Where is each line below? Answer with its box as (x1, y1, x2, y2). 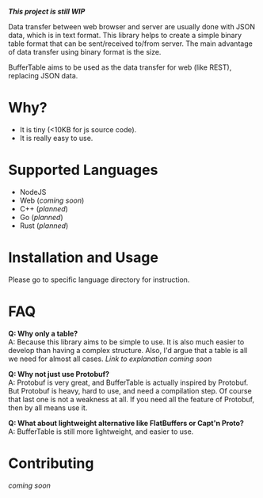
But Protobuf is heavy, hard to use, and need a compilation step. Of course (8, 386, 252, 395)
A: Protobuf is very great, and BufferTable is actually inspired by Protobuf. (8, 378, 249, 387)
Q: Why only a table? (8, 329, 78, 338)
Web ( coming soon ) (19, 196, 85, 205)
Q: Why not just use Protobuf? (8, 369, 109, 378)
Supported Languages (8, 162, 158, 179)
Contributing (8, 454, 94, 472)
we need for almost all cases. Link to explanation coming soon (8, 354, 212, 363)
